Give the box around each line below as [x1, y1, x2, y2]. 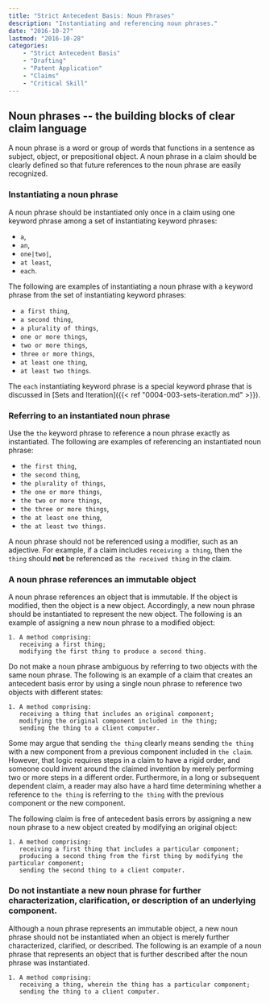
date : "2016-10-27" [8, 27, 74, 35]
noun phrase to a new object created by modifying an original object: [8, 823, 238, 832]
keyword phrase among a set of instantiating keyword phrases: [8, 215, 218, 226]
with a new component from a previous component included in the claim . [8, 747, 253, 756]
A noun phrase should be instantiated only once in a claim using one [8, 207, 235, 217]
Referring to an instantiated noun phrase [8, 410, 171, 421]
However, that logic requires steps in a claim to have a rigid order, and [8, 756, 240, 765]
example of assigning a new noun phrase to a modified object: [8, 618, 215, 627]
